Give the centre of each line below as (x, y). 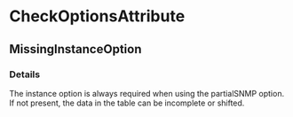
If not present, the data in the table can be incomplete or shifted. (127, 103)
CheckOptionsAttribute (97, 16)
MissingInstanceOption (75, 49)
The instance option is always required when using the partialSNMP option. (147, 93)
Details (25, 74)
